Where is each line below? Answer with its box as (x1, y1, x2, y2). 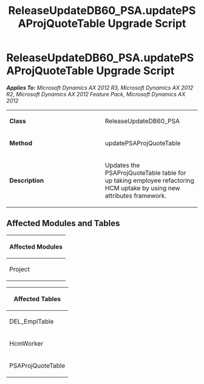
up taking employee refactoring (105, 176, 194, 185)
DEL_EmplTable (9, 317, 54, 325)
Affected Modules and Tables (6, 218, 120, 229)
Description (9, 176, 44, 185)
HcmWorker (9, 339, 44, 347)
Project (9, 265, 30, 273)
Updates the (105, 161, 140, 169)
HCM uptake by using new (105, 183, 180, 192)
